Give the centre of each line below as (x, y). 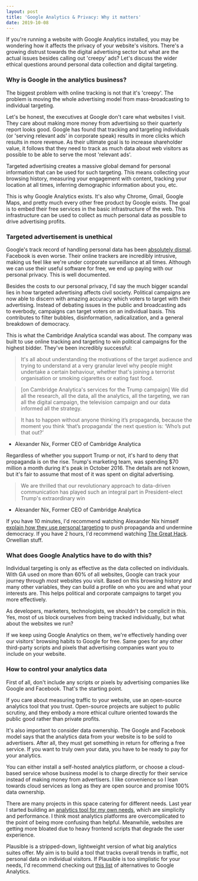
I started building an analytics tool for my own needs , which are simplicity (95, 809)
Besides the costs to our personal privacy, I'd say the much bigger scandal (97, 286)
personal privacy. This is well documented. (58, 274)
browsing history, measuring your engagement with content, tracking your (97, 179)
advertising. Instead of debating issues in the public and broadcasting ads (96, 305)
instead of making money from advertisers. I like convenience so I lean (92, 779)
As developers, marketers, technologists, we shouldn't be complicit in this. (97, 611)
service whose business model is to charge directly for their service (105, 773)
